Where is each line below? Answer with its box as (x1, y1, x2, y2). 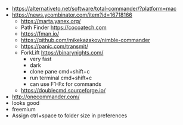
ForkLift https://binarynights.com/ (20, 49, 104, 56)
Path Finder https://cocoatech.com (20, 24, 107, 31)
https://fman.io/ (20, 30, 60, 37)
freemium (11, 106, 36, 113)
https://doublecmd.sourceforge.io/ (20, 87, 106, 94)
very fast (29, 56, 52, 62)
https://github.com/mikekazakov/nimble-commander (20, 37, 151, 43)
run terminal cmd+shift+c (29, 74, 92, 81)
